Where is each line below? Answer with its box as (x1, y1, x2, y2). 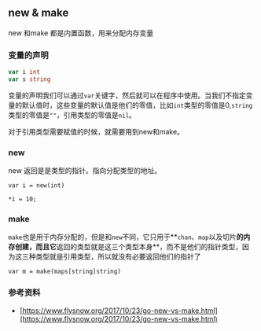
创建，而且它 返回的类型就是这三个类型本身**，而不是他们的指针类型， (14, 242, 243, 252)
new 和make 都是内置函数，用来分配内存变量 (8, 28, 154, 38)
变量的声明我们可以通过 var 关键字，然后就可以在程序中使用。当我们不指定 (8, 90, 246, 100)
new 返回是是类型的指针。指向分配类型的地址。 (8, 166, 162, 175)
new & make (8, 6, 69, 20)
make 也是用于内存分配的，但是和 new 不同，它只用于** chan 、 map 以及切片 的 (8, 232, 244, 242)
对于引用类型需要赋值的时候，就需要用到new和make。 (8, 127, 185, 136)
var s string (8, 75, 51, 83)
